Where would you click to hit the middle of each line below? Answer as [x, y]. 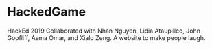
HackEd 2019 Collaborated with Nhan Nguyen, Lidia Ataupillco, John [104, 31]
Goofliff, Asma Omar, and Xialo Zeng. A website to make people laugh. [106, 37]
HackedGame [47, 12]
